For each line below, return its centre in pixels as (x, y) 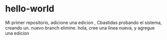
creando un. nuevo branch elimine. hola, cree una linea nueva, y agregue (80, 27)
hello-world (30, 9)
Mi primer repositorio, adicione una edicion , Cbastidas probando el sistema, (83, 22)
